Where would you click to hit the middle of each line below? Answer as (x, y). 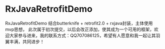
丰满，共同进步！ (27, 41)
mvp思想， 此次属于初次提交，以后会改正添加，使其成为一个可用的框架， (80, 29)
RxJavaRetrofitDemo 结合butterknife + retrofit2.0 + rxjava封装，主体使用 (79, 23)
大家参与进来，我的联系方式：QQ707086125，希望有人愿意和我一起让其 (82, 35)
